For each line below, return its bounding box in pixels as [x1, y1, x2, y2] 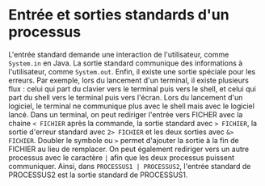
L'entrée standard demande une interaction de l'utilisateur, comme [8, 49, 229, 59]
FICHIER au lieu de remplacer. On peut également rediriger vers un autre [8, 144, 249, 154]
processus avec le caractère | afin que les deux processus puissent [8, 152, 235, 163]
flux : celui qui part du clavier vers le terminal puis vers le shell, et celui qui [8, 83, 256, 94]
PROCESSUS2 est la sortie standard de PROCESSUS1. [8, 170, 188, 180]
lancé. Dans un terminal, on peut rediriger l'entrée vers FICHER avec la [8, 109, 243, 119]
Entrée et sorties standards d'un [8, 6, 229, 24]
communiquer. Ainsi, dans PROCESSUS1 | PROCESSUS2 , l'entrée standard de [8, 161, 251, 171]
